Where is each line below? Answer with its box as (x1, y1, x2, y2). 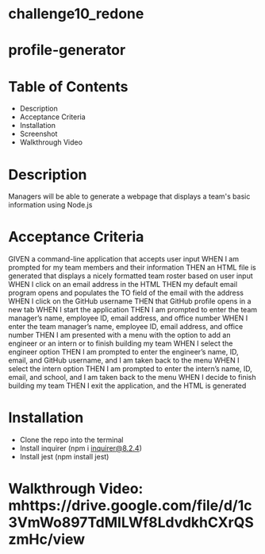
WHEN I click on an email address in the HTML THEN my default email (8, 280, 238, 289)
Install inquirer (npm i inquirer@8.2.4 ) (19, 444, 143, 453)
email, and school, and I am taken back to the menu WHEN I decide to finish (8, 373, 256, 382)
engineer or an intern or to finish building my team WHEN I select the (8, 339, 233, 348)
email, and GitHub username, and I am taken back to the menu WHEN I (8, 355, 240, 366)
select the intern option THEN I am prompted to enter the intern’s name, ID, (8, 364, 252, 374)
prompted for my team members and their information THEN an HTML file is (8, 263, 256, 273)
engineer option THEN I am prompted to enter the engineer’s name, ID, (8, 347, 240, 357)
